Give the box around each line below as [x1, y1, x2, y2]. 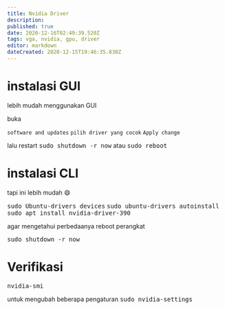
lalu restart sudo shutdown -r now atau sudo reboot [7, 141, 167, 149]
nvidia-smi [7, 282, 44, 290]
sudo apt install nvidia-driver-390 [7, 209, 131, 217]
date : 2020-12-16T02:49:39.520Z [7, 29, 100, 37]
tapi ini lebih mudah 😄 [7, 188, 71, 197]
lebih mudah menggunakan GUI [7, 101, 97, 109]
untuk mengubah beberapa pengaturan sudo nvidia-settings [7, 295, 193, 303]
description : [7, 17, 45, 23]
